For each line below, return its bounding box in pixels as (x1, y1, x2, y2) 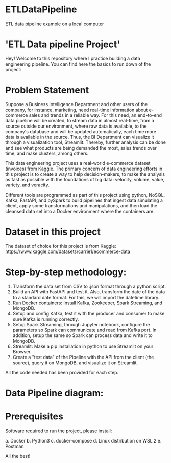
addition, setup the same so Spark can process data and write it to (12, 332, 153, 339)
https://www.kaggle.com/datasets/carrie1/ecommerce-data (5, 248, 130, 255)
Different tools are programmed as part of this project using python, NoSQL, (5, 192, 165, 198)
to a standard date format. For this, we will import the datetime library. (12, 294, 160, 300)
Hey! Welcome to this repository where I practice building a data (5, 55, 140, 61)
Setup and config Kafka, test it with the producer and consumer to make (12, 310, 165, 317)
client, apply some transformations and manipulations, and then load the (5, 202, 158, 208)
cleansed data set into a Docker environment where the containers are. (5, 208, 155, 214)
